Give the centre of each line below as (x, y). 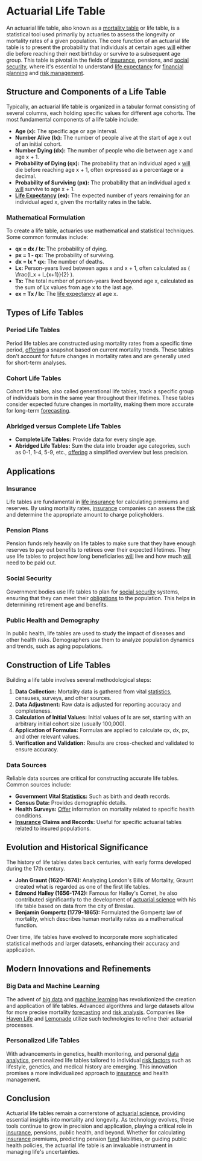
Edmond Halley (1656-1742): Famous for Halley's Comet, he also (96, 893)
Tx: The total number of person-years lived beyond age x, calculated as (104, 281)
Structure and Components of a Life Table (87, 92)
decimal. (26, 176)
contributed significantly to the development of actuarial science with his (106, 899)
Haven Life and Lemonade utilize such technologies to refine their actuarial (99, 1018)
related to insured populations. (53, 829)
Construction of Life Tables (58, 665)
